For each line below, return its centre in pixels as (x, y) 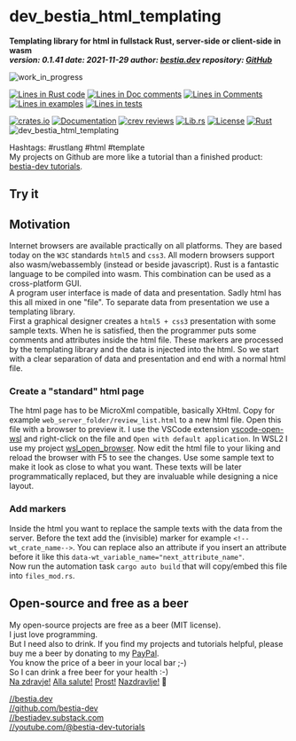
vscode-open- (257, 430)
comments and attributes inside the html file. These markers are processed (146, 340)
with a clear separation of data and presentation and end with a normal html (148, 359)
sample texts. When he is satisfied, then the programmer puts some (133, 331)
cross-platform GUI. (46, 284)
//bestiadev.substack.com (57, 717)
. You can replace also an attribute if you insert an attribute (179, 547)
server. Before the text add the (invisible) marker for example (121, 538)
